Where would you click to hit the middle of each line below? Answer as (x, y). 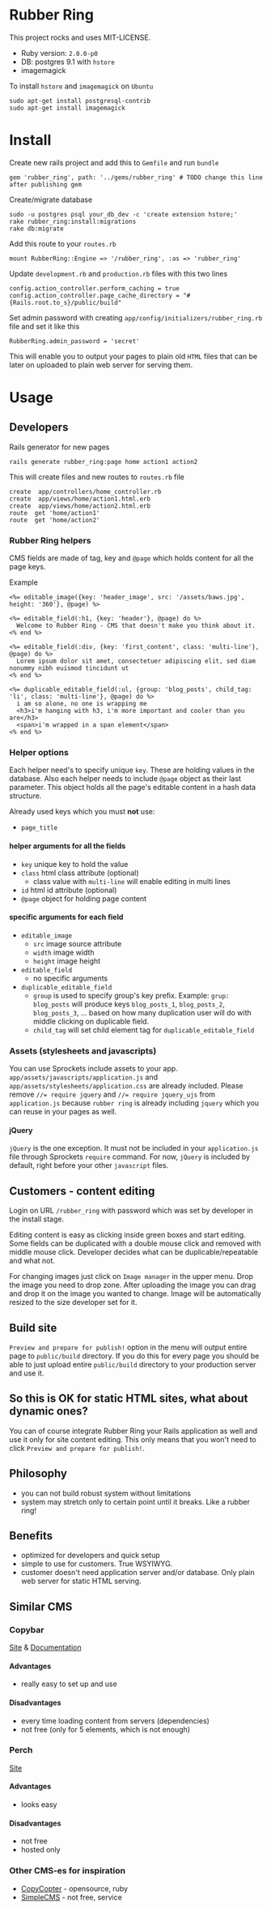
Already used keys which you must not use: (82, 812)
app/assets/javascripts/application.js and (84, 1077)
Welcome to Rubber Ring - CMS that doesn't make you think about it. (136, 626)
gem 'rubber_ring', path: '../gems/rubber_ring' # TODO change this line (136, 177)
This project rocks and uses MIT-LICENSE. (80, 37)
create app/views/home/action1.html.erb (80, 499)
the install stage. (36, 1219)
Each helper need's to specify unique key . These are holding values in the (132, 770)
